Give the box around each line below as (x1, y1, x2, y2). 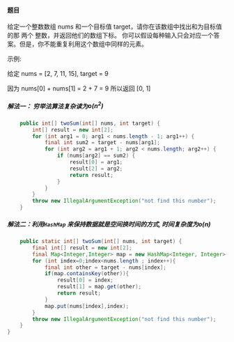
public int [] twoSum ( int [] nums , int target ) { (19, 120, 160, 127)
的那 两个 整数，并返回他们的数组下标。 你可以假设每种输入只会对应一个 (7, 31, 214, 40)
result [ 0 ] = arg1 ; (69, 159, 123, 166)
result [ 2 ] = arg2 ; (69, 165, 123, 172)
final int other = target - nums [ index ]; (44, 264, 167, 271)
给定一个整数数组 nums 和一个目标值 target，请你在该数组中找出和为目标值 (7, 22, 222, 31)
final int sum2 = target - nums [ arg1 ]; (44, 139, 160, 146)
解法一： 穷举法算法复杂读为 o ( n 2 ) (7, 100, 104, 110)
